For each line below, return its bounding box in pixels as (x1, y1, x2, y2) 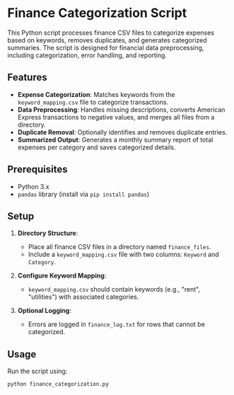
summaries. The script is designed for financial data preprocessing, (7, 43, 204, 52)
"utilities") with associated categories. (28, 292, 139, 302)
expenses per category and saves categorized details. (17, 143, 176, 151)
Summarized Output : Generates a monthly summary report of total (17, 135, 213, 144)
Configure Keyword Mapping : (17, 271, 107, 280)
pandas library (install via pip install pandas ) (17, 190, 150, 198)
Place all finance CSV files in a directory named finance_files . (28, 243, 211, 251)
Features (7, 71, 47, 84)
